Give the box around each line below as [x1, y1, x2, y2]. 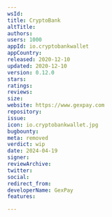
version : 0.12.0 [7, 69, 55, 76]
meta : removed [7, 134, 49, 141]
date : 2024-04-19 [7, 147, 58, 154]
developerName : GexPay [7, 187, 73, 194]
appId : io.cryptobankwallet [7, 43, 90, 50]
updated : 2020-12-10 [7, 63, 68, 70]
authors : [7, 29, 33, 37]
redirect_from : [7, 180, 52, 187]
